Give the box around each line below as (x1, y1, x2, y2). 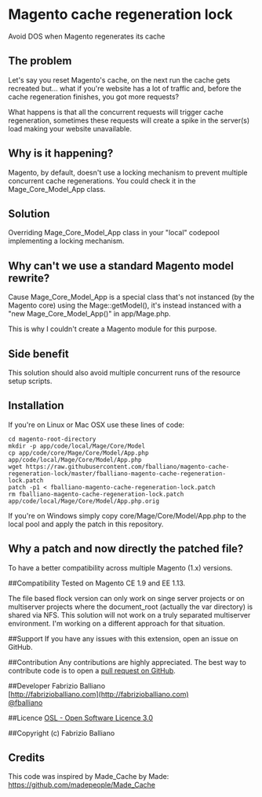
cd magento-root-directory (8, 435, 96, 443)
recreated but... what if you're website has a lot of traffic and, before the (8, 83, 242, 93)
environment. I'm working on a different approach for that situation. (8, 618, 225, 628)
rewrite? (8, 271, 50, 285)
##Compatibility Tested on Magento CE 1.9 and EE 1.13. (8, 578, 186, 588)
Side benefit (8, 347, 69, 360)
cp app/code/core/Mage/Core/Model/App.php (8, 448, 149, 457)
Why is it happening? (8, 147, 114, 161)
